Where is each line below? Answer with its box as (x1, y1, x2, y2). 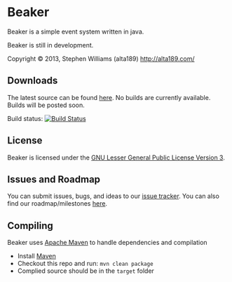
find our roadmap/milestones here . (7, 199, 107, 208)
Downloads (7, 75, 58, 87)
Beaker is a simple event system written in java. (7, 27, 144, 36)
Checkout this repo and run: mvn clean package (17, 260, 153, 268)
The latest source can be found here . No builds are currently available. (7, 93, 211, 101)
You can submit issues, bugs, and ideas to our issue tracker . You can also (7, 192, 219, 200)
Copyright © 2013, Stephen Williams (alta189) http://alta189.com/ (7, 54, 195, 63)
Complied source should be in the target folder (17, 267, 154, 275)
